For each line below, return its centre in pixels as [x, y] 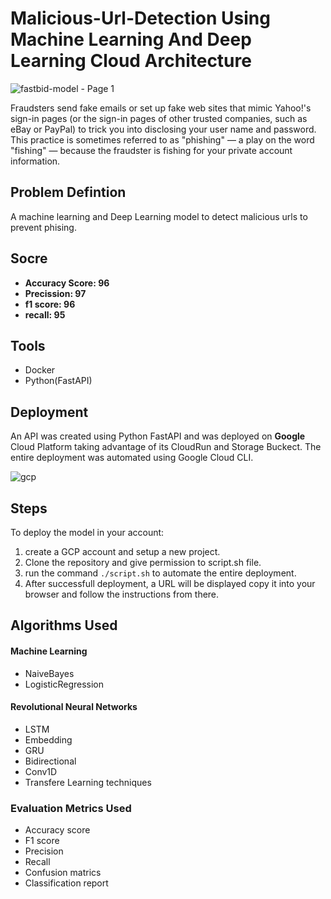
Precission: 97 [55, 293]
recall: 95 [45, 314]
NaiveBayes [49, 673]
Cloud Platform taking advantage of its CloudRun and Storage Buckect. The [166, 447]
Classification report [66, 883]
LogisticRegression [64, 684]
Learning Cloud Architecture [131, 61]
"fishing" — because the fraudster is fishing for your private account [151, 150]
